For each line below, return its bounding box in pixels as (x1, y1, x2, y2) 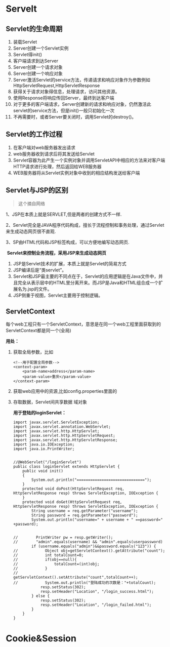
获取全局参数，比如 (13, 349, 54, 355)
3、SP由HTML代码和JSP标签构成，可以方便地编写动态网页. (6, 239, 130, 245)
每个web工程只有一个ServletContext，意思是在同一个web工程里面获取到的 (6, 321, 161, 327)
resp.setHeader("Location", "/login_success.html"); (40, 589, 154, 594)
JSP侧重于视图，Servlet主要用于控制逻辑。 (13, 292, 103, 298)
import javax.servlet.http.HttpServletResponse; (13, 437, 118, 443)
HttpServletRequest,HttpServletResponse (13, 83, 100, 89)
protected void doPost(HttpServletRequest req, (22, 487, 124, 492)
